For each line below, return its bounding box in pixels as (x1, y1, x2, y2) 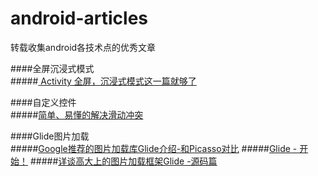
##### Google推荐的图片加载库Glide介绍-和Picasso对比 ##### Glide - (10, 142, 298, 154)
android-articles (10, 7, 149, 30)
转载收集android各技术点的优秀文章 (10, 41, 157, 53)
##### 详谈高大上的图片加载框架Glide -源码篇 (29, 155, 218, 167)
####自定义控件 (10, 96, 77, 108)
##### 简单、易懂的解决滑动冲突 (10, 108, 144, 121)
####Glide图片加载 (10, 130, 90, 142)
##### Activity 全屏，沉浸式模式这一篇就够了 (10, 75, 197, 87)
